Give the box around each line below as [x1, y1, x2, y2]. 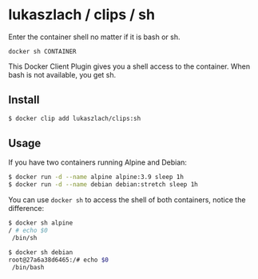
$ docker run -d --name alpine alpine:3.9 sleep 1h [8, 173, 184, 181]
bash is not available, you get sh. [8, 70, 117, 79]
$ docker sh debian [8, 248, 73, 257]
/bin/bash [11, 263, 45, 271]
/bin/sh [11, 233, 38, 241]
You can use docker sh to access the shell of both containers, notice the [8, 195, 246, 205]
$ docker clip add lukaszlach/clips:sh [8, 114, 141, 122]
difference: [8, 204, 45, 213]
